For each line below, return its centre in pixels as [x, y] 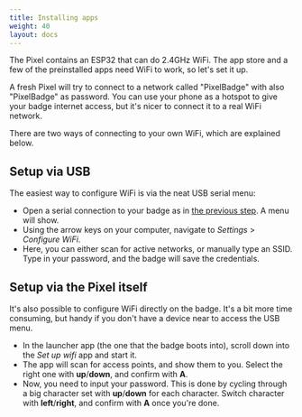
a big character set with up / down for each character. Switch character [153, 393]
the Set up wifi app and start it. [80, 355]
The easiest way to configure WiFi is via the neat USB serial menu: [133, 193]
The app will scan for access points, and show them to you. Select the [153, 365]
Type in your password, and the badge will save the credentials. [141, 259]
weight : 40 [30, 26]
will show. [41, 220]
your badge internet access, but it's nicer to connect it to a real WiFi [135, 107]
